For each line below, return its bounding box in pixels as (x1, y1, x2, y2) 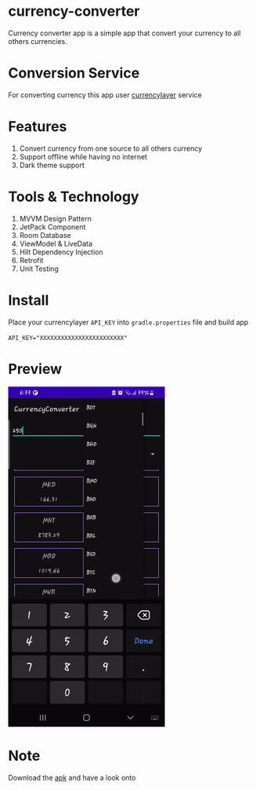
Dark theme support (19, 160, 85, 170)
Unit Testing (19, 264, 59, 273)
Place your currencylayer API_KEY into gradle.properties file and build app (8, 317, 249, 327)
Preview (8, 360, 63, 378)
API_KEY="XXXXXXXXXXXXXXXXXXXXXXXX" (8, 334, 128, 342)
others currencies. (8, 36, 68, 46)
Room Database (19, 230, 72, 240)
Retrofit (19, 255, 44, 265)
